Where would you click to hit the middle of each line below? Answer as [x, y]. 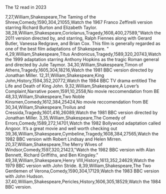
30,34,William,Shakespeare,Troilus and [45, 107]
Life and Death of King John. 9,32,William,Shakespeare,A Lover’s [72, 86]
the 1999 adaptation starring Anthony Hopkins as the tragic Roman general [82, 59]
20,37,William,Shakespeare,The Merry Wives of [54, 144]
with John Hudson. [24, 176]
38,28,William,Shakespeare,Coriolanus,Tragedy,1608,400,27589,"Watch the [83, 33]
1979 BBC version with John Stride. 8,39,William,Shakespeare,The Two [78, 165]
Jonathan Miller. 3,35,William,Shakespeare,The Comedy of [65, 118]
